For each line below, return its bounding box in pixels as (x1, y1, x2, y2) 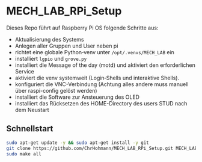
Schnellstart (6, 123, 54, 134)
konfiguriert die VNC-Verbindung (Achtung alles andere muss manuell (14, 80, 189, 88)
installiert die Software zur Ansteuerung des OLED (14, 93, 140, 101)
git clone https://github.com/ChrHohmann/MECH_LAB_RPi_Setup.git (6, 145, 173, 151)
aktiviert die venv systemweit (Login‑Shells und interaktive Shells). (14, 74, 179, 81)
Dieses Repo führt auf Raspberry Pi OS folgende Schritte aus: (6, 24, 159, 31)
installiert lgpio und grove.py (14, 55, 87, 62)
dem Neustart (14, 106, 49, 113)
